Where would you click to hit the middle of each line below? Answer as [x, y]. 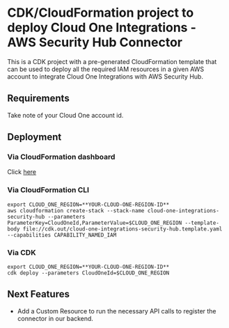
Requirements [38, 99]
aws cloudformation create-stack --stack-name [76, 210]
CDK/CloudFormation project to [101, 13]
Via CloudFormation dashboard [61, 157]
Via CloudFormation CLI [48, 190]
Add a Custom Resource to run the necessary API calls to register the [117, 311]
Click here [22, 172]
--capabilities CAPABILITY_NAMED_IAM [62, 235]
